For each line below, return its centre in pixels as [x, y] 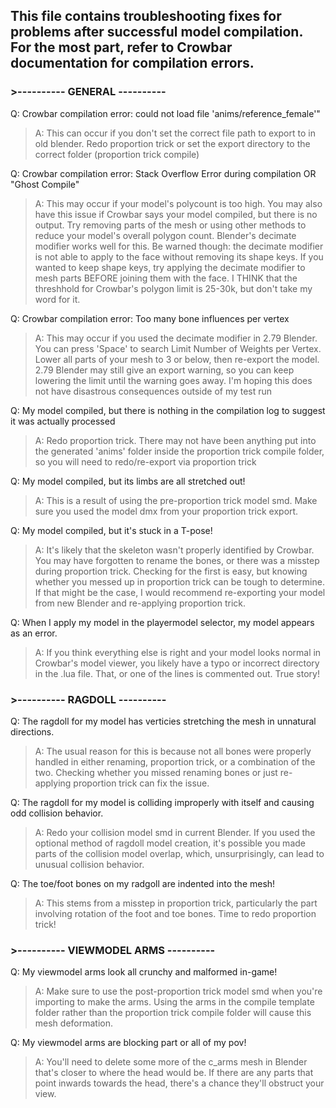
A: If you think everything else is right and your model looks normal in [178, 652]
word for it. [57, 299]
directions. [32, 731]
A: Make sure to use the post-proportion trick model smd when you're [178, 991]
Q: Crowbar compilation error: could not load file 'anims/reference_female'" [165, 113]
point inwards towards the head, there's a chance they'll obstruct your [179, 1083]
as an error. [34, 633]
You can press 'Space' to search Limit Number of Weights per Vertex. [178, 348]
